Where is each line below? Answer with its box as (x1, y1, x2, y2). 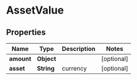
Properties (6, 27, 46, 37)
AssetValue (6, 4, 64, 17)
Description (61, 45, 96, 53)
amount (9, 55, 31, 63)
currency (61, 65, 87, 72)
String (37, 65, 55, 72)
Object (37, 55, 57, 63)
